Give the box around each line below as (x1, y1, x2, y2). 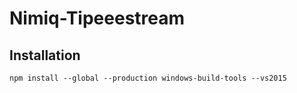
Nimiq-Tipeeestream (9, 7, 186, 30)
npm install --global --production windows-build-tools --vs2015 (9, 73, 287, 83)
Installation (9, 47, 81, 64)
